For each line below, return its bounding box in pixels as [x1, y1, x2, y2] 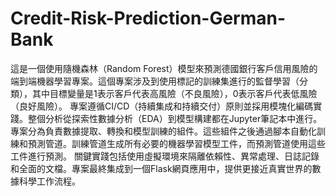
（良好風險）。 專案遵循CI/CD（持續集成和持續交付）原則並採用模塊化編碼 [10, 100, 314, 112]
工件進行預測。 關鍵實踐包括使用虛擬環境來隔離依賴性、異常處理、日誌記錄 [10, 150, 320, 162]
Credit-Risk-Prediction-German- [10, 7, 287, 30]
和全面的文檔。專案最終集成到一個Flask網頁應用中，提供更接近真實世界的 [10, 162, 313, 174]
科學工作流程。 [18, 175, 81, 187]
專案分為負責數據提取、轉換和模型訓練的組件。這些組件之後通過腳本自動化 [10, 125, 317, 137]
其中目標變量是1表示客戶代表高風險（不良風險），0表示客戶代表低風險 [31, 87, 318, 99]
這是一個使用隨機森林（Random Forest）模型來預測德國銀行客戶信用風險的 [10, 62, 318, 74]
